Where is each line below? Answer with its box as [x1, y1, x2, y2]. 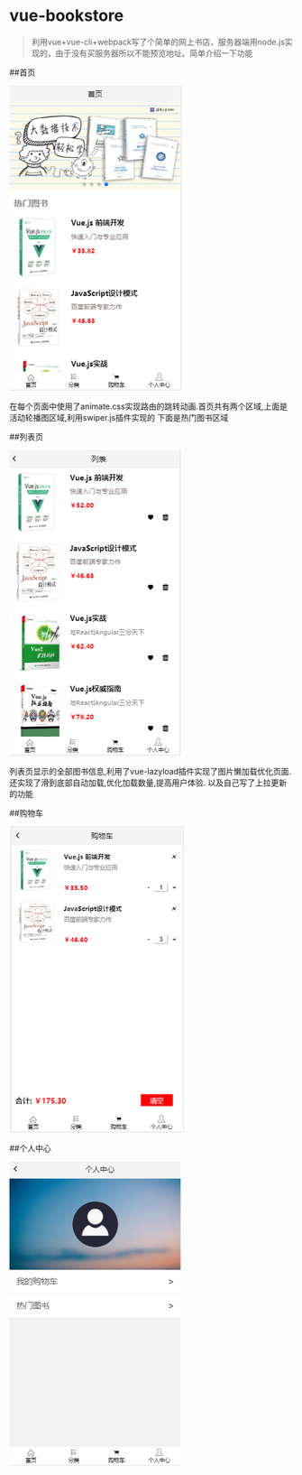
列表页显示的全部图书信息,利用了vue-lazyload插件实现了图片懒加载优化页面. [9, 765, 292, 776]
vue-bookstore [9, 5, 124, 26]
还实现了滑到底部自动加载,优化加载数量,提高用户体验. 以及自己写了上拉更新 [9, 777, 288, 788]
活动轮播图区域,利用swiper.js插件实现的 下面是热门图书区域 [9, 412, 229, 422]
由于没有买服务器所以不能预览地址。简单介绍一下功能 [55, 47, 253, 59]
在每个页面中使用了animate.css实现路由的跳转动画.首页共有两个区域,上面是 [9, 401, 288, 412]
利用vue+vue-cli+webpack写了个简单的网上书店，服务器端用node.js [31, 36, 286, 47]
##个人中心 [9, 1143, 51, 1154]
